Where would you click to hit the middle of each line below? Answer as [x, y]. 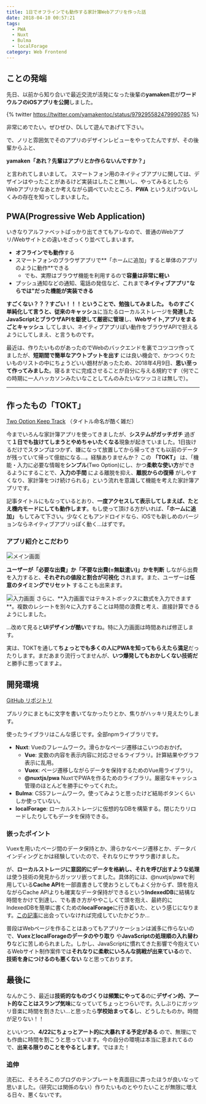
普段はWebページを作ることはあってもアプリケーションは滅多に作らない [97, 928]
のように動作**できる [42, 268]
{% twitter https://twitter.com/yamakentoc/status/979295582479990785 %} [103, 114]
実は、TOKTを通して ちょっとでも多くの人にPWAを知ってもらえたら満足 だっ [103, 648]
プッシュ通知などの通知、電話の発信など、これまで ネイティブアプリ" [102, 284]
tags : [13, 23]
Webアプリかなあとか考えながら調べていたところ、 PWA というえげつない [100, 189]
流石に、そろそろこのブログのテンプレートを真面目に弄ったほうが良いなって [103, 1079]
